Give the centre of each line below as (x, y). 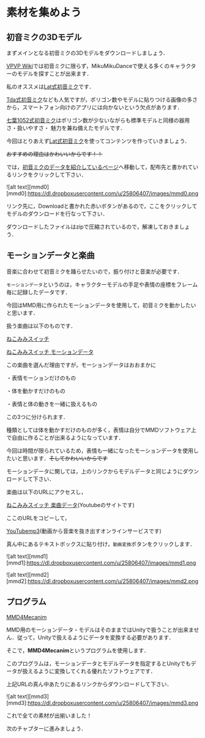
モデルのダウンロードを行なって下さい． (57, 214)
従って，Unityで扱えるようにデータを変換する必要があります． (95, 637)
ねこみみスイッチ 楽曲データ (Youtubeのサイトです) (70, 505)
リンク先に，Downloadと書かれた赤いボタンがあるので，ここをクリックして (102, 206)
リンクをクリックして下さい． (49, 175)
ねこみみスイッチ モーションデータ (50, 352)
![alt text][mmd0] (28, 187)
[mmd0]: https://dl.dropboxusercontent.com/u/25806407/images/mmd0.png (102, 193)
